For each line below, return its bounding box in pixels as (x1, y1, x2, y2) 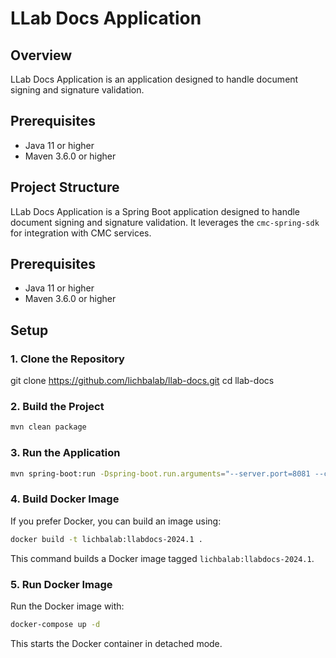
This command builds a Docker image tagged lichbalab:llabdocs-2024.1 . (10, 552, 315, 564)
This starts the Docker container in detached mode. (10, 637, 223, 649)
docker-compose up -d (10, 619, 101, 629)
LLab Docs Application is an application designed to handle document (10, 73, 299, 85)
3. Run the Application (10, 446, 121, 460)
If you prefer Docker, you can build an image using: (10, 515, 222, 527)
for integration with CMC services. (10, 227, 152, 239)
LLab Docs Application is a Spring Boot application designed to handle (10, 205, 301, 217)
